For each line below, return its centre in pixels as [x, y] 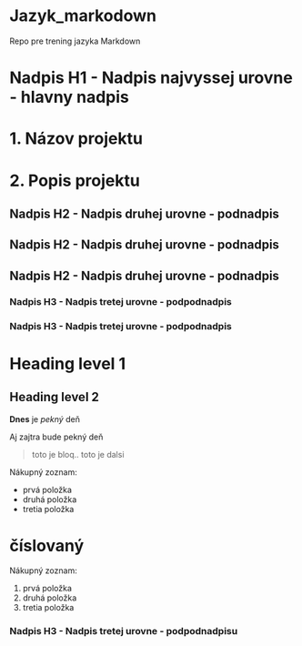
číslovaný [47, 545]
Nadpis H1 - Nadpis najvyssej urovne [151, 78]
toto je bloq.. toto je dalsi [78, 454]
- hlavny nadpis [70, 97]
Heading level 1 [68, 363]
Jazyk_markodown [83, 16]
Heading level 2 [55, 397]
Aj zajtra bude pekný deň [56, 437]
